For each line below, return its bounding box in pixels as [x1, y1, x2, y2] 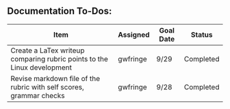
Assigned [118, 30, 150, 40]
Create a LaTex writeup [10, 46, 85, 55]
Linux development [10, 63, 72, 72]
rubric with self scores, [10, 82, 84, 91]
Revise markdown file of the [10, 74, 101, 83]
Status [190, 30, 213, 40]
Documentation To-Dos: [7, 5, 112, 17]
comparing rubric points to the [10, 54, 108, 63]
